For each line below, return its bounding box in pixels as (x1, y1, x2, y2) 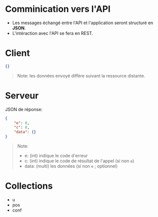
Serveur (5, 90, 39, 101)
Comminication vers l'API (5, 3, 111, 15)
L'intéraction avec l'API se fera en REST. (12, 30, 94, 36)
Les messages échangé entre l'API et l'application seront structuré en (12, 20, 154, 26)
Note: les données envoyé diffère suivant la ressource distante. (17, 72, 145, 78)
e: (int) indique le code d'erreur (24, 153, 88, 159)
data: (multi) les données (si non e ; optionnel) (24, 163, 118, 169)
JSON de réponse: (5, 106, 43, 112)
